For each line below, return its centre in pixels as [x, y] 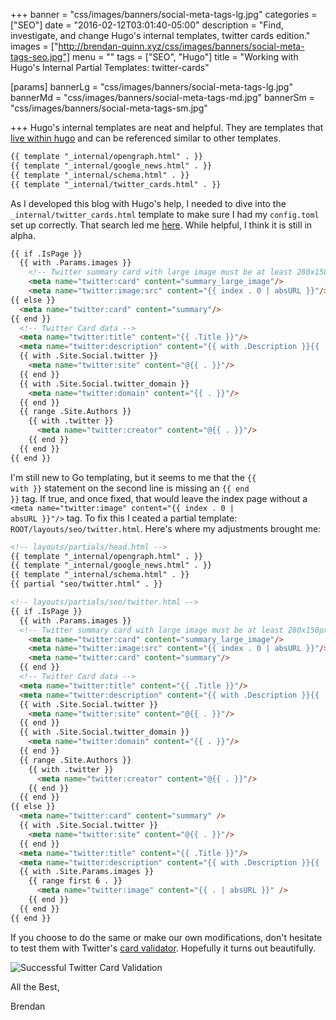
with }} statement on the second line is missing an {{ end [130, 488]
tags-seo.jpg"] [40, 57]
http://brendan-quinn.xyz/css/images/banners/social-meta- [181, 46]
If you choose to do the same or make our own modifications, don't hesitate [166, 937]
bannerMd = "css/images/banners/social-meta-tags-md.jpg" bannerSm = [162, 97]
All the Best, [35, 986]
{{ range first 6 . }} [75, 881]
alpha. [23, 235]
